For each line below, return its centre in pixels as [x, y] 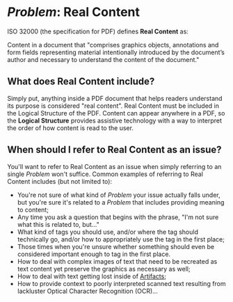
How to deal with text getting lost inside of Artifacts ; [92, 276]
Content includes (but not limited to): [60, 181]
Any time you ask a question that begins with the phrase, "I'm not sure [118, 217]
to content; [33, 209]
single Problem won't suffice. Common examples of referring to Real [105, 174]
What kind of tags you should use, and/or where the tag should [107, 232]
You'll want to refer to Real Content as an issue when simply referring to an [114, 166]
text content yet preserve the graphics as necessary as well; [104, 269]
